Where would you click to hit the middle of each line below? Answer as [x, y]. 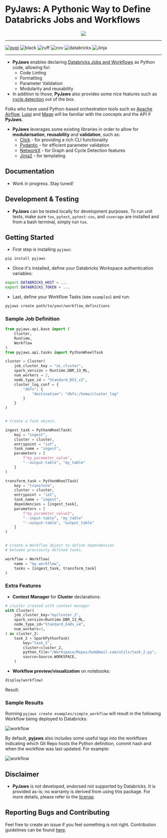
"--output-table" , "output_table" [59, 523]
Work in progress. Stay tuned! [43, 183]
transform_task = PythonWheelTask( [42, 481]
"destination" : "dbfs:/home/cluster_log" [75, 394]
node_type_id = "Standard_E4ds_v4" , [50, 625]
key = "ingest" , [31, 435]
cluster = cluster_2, [43, 648]
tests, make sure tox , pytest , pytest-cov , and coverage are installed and [85, 216]
